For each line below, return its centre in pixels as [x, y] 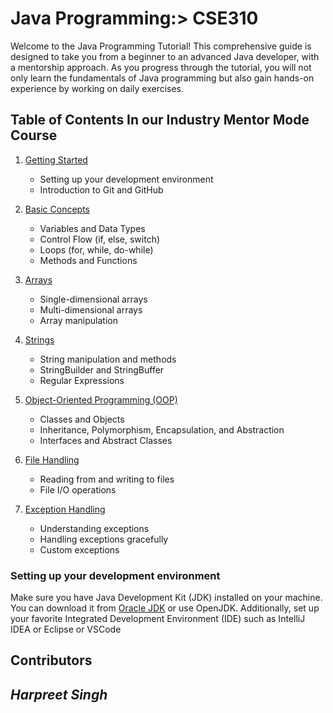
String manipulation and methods [108, 359]
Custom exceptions [79, 549]
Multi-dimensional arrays [91, 309]
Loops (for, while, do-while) [96, 249]
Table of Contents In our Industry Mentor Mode [160, 120]
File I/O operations [78, 489]
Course [34, 135]
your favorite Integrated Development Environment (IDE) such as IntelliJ [158, 619]
